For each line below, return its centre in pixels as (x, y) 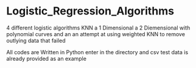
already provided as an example (47, 58)
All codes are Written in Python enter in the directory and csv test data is (97, 52)
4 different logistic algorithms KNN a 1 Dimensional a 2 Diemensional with (98, 28)
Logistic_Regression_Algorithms (90, 11)
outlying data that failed (36, 40)
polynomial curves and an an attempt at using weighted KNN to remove (96, 34)
